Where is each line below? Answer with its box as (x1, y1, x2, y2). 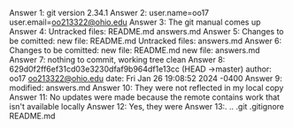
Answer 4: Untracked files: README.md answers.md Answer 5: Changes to (9, 26, 284, 36)
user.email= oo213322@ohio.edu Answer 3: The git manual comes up (9, 17, 261, 27)
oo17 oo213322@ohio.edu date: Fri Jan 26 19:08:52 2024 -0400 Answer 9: (9, 73, 282, 83)
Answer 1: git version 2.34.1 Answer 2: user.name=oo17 (9, 8, 210, 18)
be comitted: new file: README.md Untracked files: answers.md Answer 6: (9, 35, 282, 46)
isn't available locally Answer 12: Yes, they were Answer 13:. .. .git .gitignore (9, 102, 285, 111)
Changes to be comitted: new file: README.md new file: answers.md (9, 45, 260, 56)
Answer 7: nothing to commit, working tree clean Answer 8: (9, 55, 226, 64)
